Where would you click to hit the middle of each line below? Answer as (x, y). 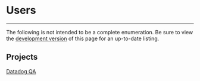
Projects (22, 57)
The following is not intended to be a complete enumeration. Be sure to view (100, 32)
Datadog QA (21, 71)
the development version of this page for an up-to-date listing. (83, 38)
